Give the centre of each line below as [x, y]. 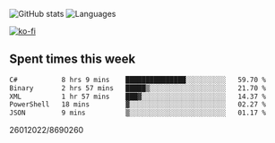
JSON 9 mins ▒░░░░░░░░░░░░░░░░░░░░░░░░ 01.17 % [138, 113]
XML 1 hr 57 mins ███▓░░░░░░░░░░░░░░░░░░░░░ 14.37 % [138, 97]
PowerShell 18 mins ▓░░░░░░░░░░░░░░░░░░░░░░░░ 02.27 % [138, 105]
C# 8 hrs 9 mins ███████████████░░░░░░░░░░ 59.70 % [138, 80]
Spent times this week [73, 59]
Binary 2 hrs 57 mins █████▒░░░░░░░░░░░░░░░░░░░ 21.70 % [138, 88]
